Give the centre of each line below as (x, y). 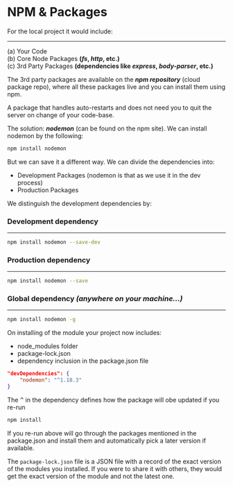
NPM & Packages (57, 12)
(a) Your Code (27, 51)
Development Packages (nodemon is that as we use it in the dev (109, 175)
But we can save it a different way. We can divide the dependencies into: (111, 162)
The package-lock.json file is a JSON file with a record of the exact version (114, 461)
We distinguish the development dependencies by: (80, 203)
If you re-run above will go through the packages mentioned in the (102, 433)
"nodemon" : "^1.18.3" (51, 380)
